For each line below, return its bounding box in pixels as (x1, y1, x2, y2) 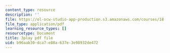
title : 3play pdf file (5, 36, 53, 41)
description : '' (5, 12, 39, 17)
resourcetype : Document (5, 31, 56, 36)
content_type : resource (5, 7, 56, 13)
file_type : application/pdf (5, 21, 65, 27)
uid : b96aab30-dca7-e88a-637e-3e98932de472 (5, 40, 99, 45)
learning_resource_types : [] (5, 26, 67, 31)
